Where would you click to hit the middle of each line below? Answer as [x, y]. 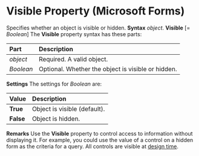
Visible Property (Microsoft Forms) [96, 11]
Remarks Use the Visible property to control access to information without [99, 133]
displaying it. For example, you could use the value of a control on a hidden [100, 140]
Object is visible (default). [69, 108]
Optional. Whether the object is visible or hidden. [108, 69]
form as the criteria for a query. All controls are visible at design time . [92, 146]
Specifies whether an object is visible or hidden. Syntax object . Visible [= [98, 28]
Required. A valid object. [73, 59]
